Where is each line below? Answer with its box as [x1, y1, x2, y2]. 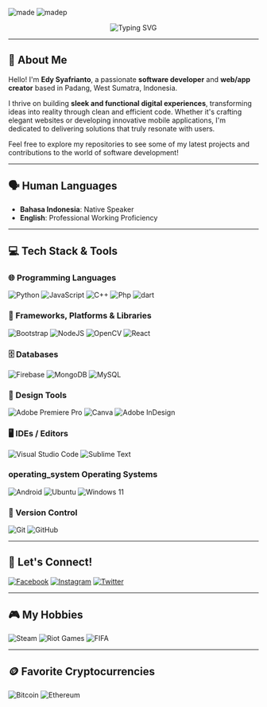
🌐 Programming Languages [8, 271, 117, 283]
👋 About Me [8, 53, 68, 67]
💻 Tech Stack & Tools [8, 244, 118, 258]
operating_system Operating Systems [8, 469, 158, 480]
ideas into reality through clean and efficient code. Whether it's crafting [8, 107, 242, 116]
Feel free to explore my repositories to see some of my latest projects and [8, 139, 250, 149]
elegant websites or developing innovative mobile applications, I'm [8, 115, 226, 125]
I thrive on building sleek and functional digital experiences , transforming [8, 98, 253, 107]
